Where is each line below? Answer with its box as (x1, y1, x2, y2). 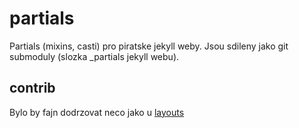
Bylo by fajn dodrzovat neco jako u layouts (9, 106, 185, 118)
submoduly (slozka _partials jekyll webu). (9, 50, 180, 62)
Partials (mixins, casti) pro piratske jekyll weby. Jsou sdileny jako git (9, 40, 289, 52)
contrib (9, 80, 56, 97)
